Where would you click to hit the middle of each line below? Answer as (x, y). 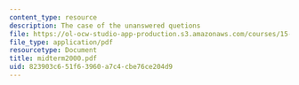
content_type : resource (53, 17)
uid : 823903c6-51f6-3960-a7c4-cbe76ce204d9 (91, 67)
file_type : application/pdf (61, 42)
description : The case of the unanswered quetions (105, 26)
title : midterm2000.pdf (53, 58)
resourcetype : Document (53, 50)
